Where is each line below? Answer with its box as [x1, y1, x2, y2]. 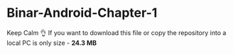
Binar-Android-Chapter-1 [6, 5, 158, 21]
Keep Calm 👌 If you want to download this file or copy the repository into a [6, 28, 227, 36]
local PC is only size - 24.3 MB [6, 39, 97, 47]
